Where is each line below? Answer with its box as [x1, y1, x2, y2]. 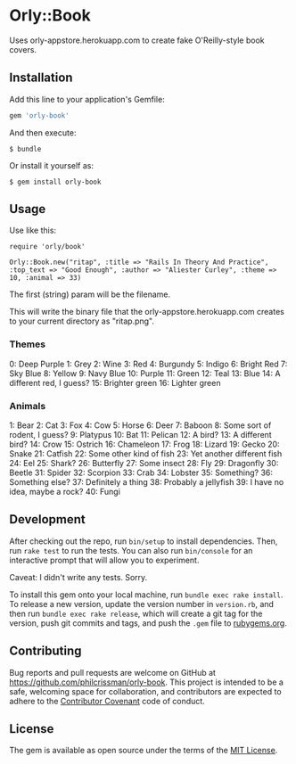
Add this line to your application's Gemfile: [9, 94, 165, 104]
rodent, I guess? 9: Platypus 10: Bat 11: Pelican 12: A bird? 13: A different [9, 430, 272, 440]
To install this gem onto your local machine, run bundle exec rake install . [9, 589, 284, 600]
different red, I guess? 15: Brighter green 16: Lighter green [9, 377, 221, 388]
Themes [9, 338, 46, 350]
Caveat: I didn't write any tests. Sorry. [9, 571, 148, 582]
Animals [9, 399, 46, 412]
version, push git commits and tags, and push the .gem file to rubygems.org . [9, 617, 288, 628]
